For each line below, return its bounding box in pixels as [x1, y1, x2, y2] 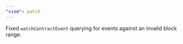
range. [5, 31, 22, 38]
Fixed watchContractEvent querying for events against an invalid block [5, 25, 177, 32]
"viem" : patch [5, 8, 41, 15]
